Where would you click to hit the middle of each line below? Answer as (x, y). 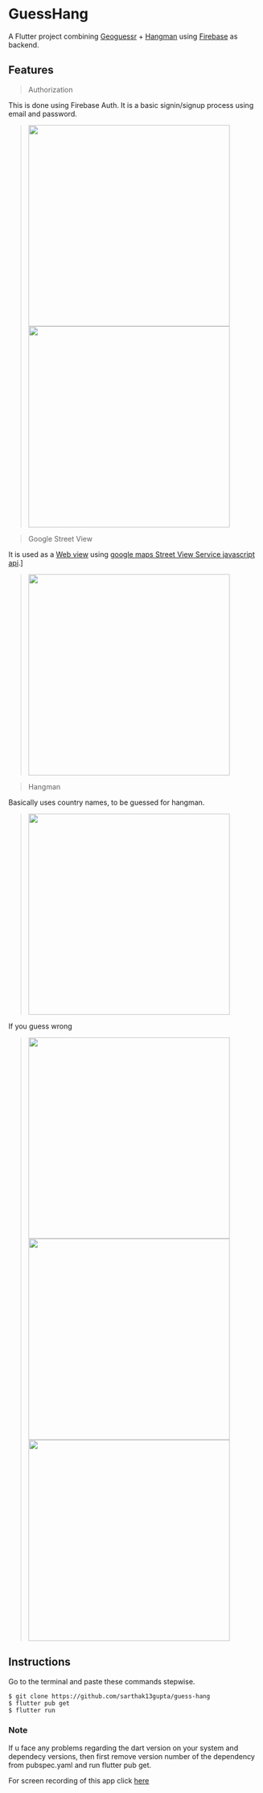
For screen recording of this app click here (79, 1780)
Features (31, 70)
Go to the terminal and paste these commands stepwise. (102, 1681)
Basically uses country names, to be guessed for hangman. (107, 802)
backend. (24, 44)
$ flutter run (32, 1710)
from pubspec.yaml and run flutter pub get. (80, 1765)
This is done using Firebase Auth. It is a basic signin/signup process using (131, 105)
